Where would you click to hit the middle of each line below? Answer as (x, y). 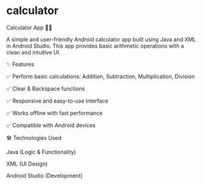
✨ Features (20, 64)
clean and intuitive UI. (33, 52)
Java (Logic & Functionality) (41, 152)
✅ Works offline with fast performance (54, 113)
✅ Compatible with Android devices (51, 125)
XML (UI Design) (27, 164)
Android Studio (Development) (44, 175)
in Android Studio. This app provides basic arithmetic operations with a (95, 46)
